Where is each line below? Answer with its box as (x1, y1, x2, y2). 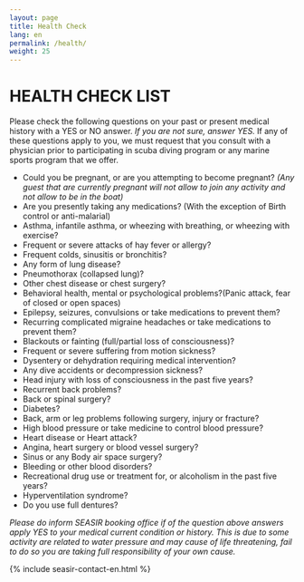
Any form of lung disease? (22, 259, 121, 270)
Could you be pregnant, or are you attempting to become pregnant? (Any (22, 172, 295, 183)
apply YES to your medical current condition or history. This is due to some (9, 527, 290, 538)
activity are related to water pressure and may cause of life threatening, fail (9, 537, 292, 548)
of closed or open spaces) (22, 297, 121, 308)
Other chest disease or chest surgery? (22, 278, 166, 289)
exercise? (22, 230, 59, 241)
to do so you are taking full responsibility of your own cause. (9, 546, 236, 558)
